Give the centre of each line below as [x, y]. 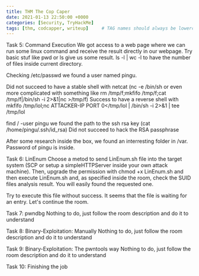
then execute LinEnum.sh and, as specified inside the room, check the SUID [99, 178]
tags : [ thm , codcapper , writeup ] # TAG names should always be [91, 28]
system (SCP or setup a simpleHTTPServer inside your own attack [87, 165]
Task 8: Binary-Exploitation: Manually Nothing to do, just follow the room [94, 231]
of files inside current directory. [44, 64]
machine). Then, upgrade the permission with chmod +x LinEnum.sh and [95, 172]
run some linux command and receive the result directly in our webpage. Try [99, 52]
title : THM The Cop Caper [38, 12]
